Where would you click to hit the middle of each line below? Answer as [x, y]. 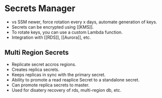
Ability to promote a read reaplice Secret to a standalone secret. [75, 80]
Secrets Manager [40, 8]
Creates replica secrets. [35, 69]
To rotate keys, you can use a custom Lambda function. [67, 32]
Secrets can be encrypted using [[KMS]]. [53, 27]
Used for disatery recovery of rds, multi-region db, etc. [66, 90]
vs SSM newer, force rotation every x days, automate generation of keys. [84, 22]
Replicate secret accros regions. [44, 64]
